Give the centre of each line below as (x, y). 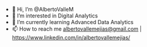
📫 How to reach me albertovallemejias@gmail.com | (77, 29)
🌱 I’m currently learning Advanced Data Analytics (73, 22)
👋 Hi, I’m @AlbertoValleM (43, 9)
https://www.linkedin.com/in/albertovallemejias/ (71, 37)
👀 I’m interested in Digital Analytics (55, 16)
